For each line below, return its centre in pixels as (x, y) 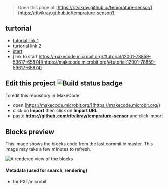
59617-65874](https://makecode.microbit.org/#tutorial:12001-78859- (84, 62)
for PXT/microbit (30, 181)
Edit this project (31, 83)
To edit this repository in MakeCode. (43, 95)
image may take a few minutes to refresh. (48, 149)
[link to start (25, 56)
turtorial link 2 (27, 46)
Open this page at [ (38, 7)
